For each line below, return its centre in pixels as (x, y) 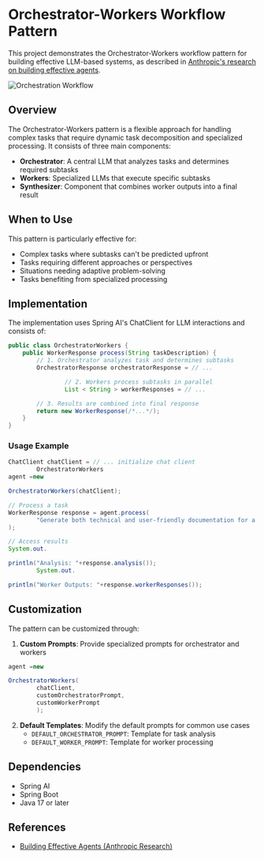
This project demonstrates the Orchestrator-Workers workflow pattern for (128, 53)
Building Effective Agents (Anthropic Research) (96, 846)
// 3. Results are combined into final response (118, 403)
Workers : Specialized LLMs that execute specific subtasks (115, 178)
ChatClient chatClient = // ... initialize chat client (102, 462)
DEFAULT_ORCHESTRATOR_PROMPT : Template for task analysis (123, 733)
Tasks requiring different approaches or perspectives (106, 262)
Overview (33, 110)
